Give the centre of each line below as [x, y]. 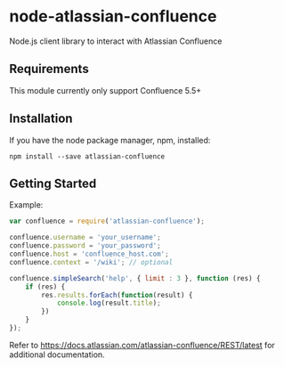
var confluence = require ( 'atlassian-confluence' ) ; [107, 221]
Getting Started [53, 183]
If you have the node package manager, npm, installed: [110, 140]
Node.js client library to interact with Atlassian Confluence [116, 41]
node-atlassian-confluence [113, 16]
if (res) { [45, 287]
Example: [26, 205]
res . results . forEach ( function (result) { [117, 295]
